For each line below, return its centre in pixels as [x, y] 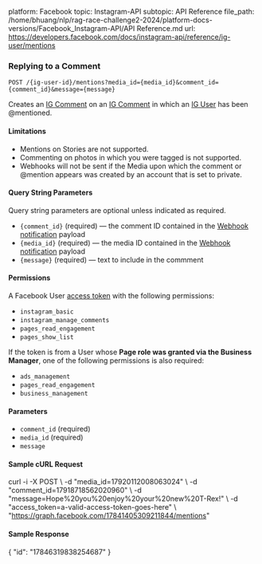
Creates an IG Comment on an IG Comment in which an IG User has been [128, 105]
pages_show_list [47, 337]
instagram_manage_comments [65, 320]
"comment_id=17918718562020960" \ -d [75, 491]
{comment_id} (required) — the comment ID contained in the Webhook [134, 226]
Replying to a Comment [55, 65]
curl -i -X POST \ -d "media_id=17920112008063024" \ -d [103, 482]
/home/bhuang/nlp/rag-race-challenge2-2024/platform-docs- [110, 20]
